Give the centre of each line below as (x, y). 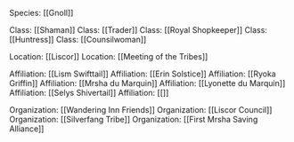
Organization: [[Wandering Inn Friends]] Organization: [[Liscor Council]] (141, 110)
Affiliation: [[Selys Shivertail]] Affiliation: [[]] (89, 93)
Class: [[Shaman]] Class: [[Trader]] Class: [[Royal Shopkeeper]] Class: (138, 30)
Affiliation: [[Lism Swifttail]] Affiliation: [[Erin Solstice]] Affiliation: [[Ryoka (143, 74)
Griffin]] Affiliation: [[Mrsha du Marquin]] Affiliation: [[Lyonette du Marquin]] (147, 83)
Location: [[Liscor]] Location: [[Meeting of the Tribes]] (109, 56)
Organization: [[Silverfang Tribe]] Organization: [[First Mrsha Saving (134, 119)
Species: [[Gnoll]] (41, 13)
